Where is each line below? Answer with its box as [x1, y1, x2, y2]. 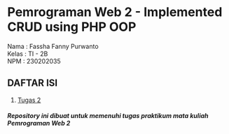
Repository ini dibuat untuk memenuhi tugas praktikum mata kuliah [7, 112, 209, 120]
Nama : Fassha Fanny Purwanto [7, 42, 99, 50]
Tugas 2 [17, 96, 41, 104]
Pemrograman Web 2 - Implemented [7, 4, 223, 20]
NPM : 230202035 [7, 57, 61, 65]
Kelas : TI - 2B [7, 50, 48, 58]
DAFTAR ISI [7, 77, 58, 89]
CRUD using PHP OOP [7, 19, 137, 35]
